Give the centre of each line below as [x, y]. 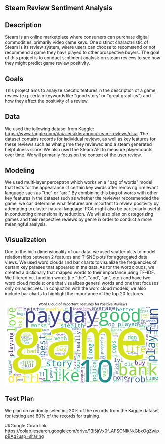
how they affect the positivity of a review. [47, 101]
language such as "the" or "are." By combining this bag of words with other [82, 193]
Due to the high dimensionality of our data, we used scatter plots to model [80, 252]
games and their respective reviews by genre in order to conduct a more [79, 219]
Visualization [26, 240]
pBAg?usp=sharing [25, 436]
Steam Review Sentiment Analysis [59, 8]
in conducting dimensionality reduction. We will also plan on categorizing [79, 214]
